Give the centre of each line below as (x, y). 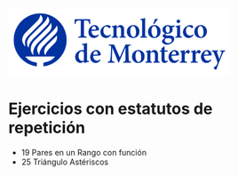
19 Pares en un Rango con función (84, 152)
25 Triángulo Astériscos (64, 162)
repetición (47, 128)
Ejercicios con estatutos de (111, 109)
